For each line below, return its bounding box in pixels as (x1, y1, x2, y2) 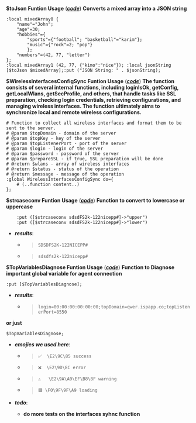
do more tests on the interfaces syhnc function (23, 411, 140, 417)
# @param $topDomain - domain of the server (6, 130, 116, 136)
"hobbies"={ (16, 32, 46, 37)
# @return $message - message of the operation (6, 171, 125, 177)
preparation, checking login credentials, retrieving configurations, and (6, 97, 181, 103)
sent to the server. (6, 125, 57, 131)
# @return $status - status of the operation (6, 166, 119, 172)
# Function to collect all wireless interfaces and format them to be (6, 120, 182, 126)
